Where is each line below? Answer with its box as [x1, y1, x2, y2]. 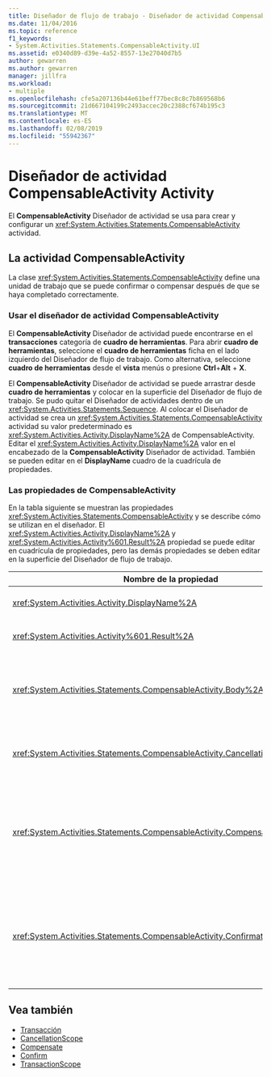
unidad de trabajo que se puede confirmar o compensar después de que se [8, 281, 260, 291]
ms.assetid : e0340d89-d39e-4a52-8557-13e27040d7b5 [8, 49, 182, 57]
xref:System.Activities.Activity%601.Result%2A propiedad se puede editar [8, 536, 256, 546]
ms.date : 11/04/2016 [8, 19, 78, 27]
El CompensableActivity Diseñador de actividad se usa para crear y [8, 211, 236, 221]
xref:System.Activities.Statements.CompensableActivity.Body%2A [12, 684, 265, 695]
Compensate [19, 1041, 63, 1051]
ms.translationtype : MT [8, 110, 89, 118]
